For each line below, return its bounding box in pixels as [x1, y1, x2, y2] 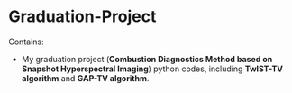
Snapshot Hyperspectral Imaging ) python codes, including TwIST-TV [21, 63, 283, 74]
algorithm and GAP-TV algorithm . [21, 72, 150, 83]
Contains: [8, 36, 44, 47]
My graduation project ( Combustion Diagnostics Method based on [21, 53, 273, 64]
